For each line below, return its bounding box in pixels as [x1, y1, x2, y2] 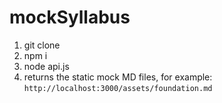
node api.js [23, 60, 70, 72]
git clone [23, 39, 61, 51]
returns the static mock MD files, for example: [23, 71, 213, 83]
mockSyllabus [9, 6, 131, 29]
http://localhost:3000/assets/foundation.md [23, 83, 213, 93]
